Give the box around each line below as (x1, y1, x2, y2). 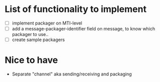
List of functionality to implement (5, 3, 147, 15)
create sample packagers (12, 36, 65, 43)
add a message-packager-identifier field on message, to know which (12, 26, 155, 31)
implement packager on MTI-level (12, 20, 83, 26)
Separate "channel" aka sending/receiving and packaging (12, 71, 132, 77)
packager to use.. (12, 31, 49, 37)
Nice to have (5, 54, 58, 66)
